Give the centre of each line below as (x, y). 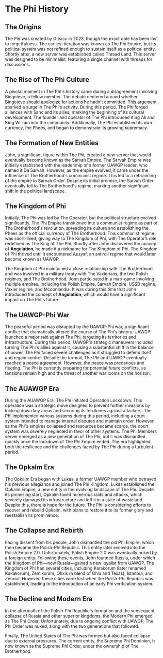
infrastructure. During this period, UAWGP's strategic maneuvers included (79, 342)
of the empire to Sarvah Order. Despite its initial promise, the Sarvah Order (79, 181)
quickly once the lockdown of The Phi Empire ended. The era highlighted (78, 442)
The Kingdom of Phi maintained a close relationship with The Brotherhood (79, 269)
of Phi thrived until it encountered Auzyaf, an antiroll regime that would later (81, 254)
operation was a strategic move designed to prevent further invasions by (78, 405)
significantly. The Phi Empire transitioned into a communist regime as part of (81, 223)
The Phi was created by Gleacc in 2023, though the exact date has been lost (81, 38)
